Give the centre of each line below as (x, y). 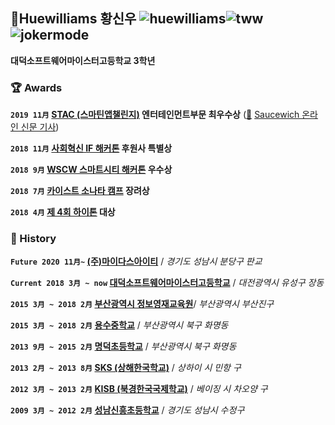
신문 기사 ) (40, 127)
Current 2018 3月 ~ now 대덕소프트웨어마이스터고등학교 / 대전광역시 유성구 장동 (167, 283)
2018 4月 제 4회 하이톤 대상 (63, 212)
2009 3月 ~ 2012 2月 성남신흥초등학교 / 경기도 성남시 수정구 (127, 410)
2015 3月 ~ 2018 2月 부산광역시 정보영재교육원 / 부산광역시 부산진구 (142, 304)
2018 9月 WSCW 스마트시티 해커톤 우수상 (91, 170)
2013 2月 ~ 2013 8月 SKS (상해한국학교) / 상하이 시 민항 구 (126, 368)
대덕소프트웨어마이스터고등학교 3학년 (83, 60)
